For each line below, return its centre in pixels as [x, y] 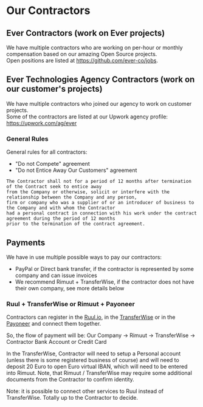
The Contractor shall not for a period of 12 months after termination [99, 182]
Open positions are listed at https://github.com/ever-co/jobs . [82, 60]
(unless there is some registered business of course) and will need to [93, 360]
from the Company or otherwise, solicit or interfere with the [88, 192]
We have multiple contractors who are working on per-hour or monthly [95, 47]
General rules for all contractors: [47, 152]
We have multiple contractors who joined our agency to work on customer [99, 103]
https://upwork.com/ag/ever [42, 123]
